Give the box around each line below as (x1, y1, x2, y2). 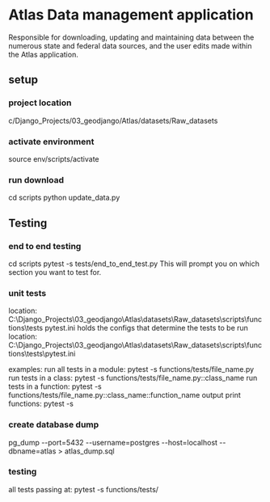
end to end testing (8, 240, 82, 251)
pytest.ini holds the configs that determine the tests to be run (44, 323, 249, 333)
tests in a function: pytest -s (8, 382, 103, 391)
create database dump (8, 419, 99, 430)
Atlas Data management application (8, 6, 254, 24)
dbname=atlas (8, 446, 57, 456)
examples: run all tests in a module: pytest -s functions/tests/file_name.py (8, 365, 255, 374)
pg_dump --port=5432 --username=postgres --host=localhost (8, 437, 218, 447)
